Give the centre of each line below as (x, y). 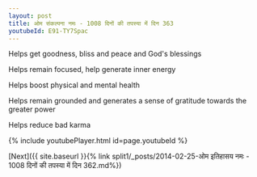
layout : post (30, 16)
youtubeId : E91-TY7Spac (48, 31)
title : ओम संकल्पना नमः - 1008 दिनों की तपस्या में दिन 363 (91, 23)
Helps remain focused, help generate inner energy (92, 70)
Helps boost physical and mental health (74, 85)
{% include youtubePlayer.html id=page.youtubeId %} (98, 141)
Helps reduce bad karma (50, 125)
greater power (32, 109)
